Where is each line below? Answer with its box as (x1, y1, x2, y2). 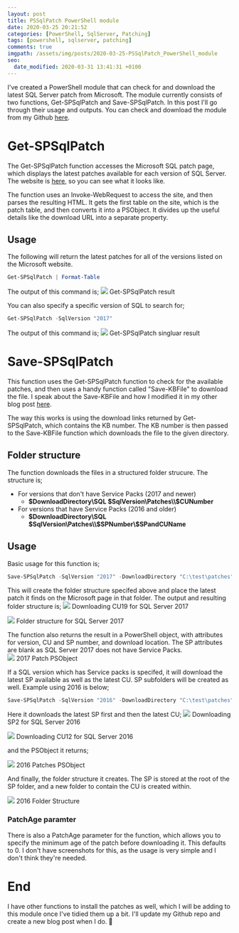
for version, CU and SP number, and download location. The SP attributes (7, 638, 223, 646)
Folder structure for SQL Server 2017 (16, 617, 124, 625)
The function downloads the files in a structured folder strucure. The (7, 468, 208, 476)
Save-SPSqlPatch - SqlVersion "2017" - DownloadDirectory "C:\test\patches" (7, 573, 234, 580)
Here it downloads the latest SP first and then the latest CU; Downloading (7, 710, 231, 719)
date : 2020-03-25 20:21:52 (7, 23, 87, 31)
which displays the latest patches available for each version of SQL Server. (7, 169, 227, 178)
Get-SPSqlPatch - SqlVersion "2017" (7, 315, 113, 322)
